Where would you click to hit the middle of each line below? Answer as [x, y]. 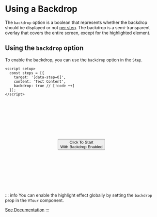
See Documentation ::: [27, 210]
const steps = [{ [27, 73]
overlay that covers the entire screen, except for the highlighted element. [78, 33]
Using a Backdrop [41, 9]
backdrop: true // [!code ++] [44, 86]
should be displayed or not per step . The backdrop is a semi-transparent [78, 27]
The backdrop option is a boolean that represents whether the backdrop [76, 22]
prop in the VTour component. [34, 200]
